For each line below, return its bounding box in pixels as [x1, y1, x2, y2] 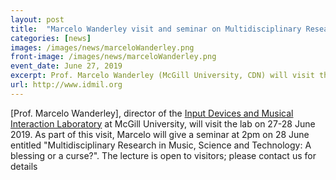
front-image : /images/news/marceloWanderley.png [10, 52, 217, 62]
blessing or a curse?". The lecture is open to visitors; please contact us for [10, 149, 317, 161]
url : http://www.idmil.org [10, 80, 123, 90]
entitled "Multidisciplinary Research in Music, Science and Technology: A [10, 139, 312, 151]
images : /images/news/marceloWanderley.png [10, 42, 195, 53]
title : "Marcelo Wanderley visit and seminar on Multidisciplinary [10, 24, 302, 34]
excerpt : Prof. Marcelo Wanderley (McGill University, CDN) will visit [10, 71, 315, 81]
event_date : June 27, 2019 [10, 61, 123, 71]
